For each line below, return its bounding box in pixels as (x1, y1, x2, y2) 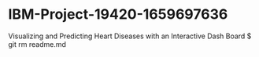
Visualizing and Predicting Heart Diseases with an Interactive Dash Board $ (8, 31, 252, 41)
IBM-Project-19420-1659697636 (8, 5, 228, 23)
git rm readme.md (8, 39, 67, 48)
